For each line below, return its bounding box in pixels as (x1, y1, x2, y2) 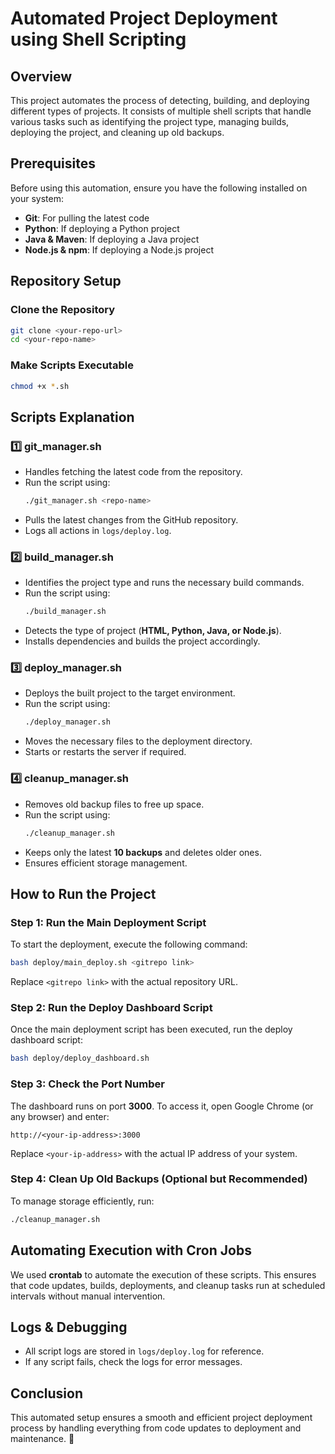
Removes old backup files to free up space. (24, 798, 205, 810)
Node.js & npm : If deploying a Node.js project (24, 243, 214, 256)
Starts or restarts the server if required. (24, 746, 187, 758)
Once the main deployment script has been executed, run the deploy (10, 1023, 293, 1036)
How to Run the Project (10, 885, 157, 902)
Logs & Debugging (10, 1318, 128, 1336)
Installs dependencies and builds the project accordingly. (24, 635, 261, 647)
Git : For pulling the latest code (24, 212, 150, 224)
